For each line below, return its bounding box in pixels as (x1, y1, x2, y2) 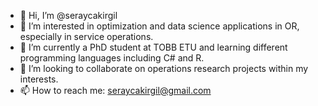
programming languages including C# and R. (19, 52, 205, 64)
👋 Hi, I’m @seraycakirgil (19, 10, 118, 21)
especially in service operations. (19, 31, 154, 42)
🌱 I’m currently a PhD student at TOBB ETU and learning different (19, 41, 288, 53)
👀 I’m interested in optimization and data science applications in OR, (19, 20, 300, 32)
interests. (19, 73, 59, 85)
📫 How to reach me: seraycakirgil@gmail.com (19, 85, 212, 96)
